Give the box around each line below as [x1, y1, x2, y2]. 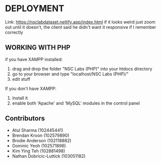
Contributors [5, 114, 45, 123]
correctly [5, 29, 23, 35]
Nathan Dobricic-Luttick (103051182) [12, 153, 86, 159]
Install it [12, 95, 28, 101]
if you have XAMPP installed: [5, 56, 63, 62]
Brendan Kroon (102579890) [12, 132, 70, 138]
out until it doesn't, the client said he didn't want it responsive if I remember [5, 24, 157, 30]
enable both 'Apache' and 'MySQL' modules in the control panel [12, 100, 140, 106]
